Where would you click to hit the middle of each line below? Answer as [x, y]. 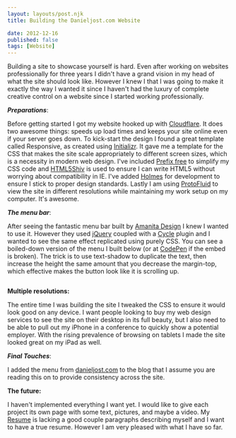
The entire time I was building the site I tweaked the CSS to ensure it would [117, 305]
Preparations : [28, 110]
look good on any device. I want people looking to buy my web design [109, 312]
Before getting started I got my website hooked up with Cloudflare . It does [115, 124]
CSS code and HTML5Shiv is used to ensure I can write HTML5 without [111, 169]
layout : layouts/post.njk [45, 14]
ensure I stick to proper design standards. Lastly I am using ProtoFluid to [113, 184]
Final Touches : [29, 356]
